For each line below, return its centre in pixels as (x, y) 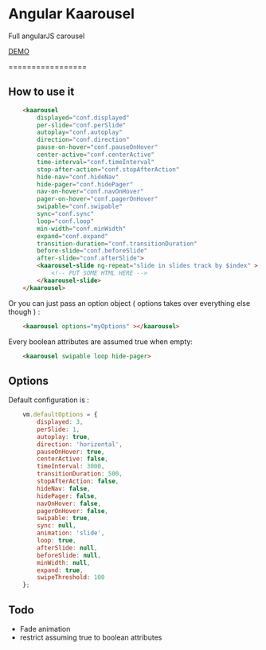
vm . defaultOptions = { (60, 415)
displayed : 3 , (60, 422)
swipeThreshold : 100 (71, 578)
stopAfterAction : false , (78, 482)
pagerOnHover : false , (73, 511)
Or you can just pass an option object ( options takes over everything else (129, 303)
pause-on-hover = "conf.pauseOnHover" (98, 147)
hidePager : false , (67, 496)
